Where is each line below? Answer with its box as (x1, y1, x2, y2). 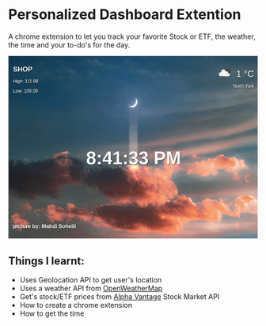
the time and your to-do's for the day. (8, 40, 131, 49)
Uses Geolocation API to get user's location (19, 275, 162, 285)
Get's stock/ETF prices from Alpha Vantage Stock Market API (19, 292, 220, 301)
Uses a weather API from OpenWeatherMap (19, 283, 163, 294)
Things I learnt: (8, 254, 85, 267)
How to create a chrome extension (19, 301, 133, 310)
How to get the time (19, 309, 85, 318)
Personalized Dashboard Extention (8, 6, 241, 24)
